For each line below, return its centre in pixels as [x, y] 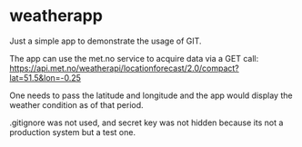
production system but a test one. [73, 132]
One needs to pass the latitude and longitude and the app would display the [151, 95]
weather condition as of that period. [76, 104]
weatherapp [56, 16]
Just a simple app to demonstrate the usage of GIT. [106, 41]
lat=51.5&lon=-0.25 [45, 77]
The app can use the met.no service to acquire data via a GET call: [134, 58]
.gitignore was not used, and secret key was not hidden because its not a [146, 122]
